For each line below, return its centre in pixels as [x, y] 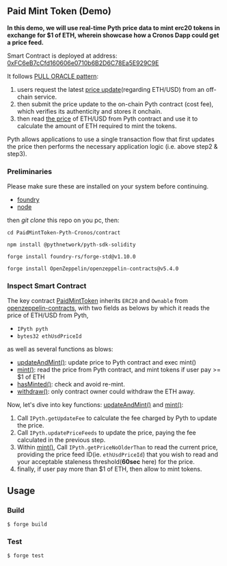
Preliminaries [30, 171]
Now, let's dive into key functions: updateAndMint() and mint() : [95, 405]
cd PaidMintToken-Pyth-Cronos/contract [64, 233]
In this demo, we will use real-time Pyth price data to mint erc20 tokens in [113, 27]
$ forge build [27, 525]
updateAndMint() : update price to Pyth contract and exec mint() [107, 362]
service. [45, 97]
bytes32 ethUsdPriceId [49, 336]
